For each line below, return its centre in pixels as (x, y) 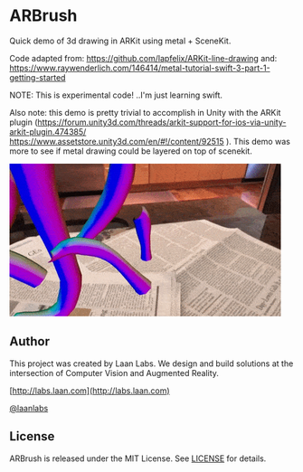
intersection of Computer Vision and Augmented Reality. (114, 373)
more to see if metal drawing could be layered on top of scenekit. (131, 151)
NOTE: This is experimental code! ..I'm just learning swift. (116, 95)
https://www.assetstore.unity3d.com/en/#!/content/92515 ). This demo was (150, 141)
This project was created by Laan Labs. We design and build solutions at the (151, 363)
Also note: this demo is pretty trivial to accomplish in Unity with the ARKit (145, 112)
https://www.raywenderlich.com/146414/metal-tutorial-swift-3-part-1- (140, 68)
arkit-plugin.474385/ (48, 131)
